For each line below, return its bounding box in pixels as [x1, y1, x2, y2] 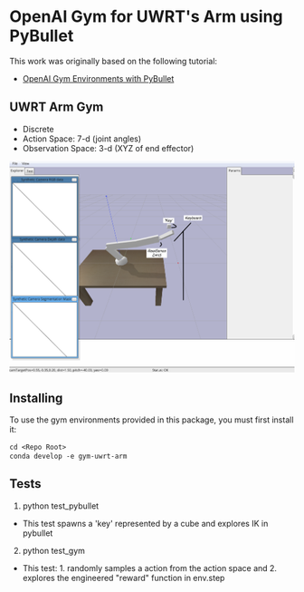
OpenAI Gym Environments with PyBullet [22, 73, 175, 83]
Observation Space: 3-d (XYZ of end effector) [22, 142, 195, 153]
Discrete [22, 123, 54, 134]
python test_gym [22, 545, 86, 556]
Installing [9, 390, 63, 405]
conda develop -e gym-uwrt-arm [9, 451, 128, 461]
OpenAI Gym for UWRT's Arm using [9, 6, 283, 27]
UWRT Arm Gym [9, 100, 104, 115]
